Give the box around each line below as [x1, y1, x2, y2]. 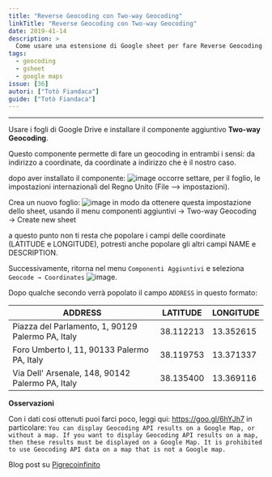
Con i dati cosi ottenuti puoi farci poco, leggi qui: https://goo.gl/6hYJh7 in [8, 415, 253, 424]
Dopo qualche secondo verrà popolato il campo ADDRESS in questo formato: [8, 288, 257, 298]
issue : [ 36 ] [8, 79, 49, 88]
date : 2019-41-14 [8, 27, 67, 35]
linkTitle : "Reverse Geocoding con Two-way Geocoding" [8, 19, 198, 28]
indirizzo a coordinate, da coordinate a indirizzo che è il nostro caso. [8, 157, 236, 167]
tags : [8, 49, 27, 58]
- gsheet [15, 65, 45, 73]
